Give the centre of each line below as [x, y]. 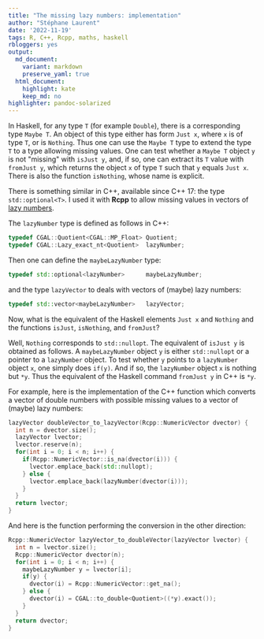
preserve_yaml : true [56, 74]
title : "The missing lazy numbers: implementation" [95, 15]
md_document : [37, 60]
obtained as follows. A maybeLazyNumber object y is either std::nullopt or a [129, 351]
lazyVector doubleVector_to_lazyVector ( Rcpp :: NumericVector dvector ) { [128, 422]
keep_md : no [42, 96]
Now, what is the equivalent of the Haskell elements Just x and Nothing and [131, 319]
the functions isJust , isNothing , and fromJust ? [84, 327]
